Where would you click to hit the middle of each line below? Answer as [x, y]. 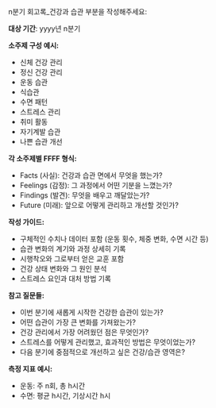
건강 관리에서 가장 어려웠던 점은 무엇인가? [84, 332]
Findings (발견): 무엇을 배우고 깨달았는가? [85, 195]
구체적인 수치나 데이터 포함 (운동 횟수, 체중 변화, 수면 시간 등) [114, 239]
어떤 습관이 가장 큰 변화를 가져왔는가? [78, 322]
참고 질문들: [27, 295]
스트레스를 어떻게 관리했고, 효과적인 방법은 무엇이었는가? [108, 342]
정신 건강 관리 [41, 72]
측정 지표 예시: [31, 369]
